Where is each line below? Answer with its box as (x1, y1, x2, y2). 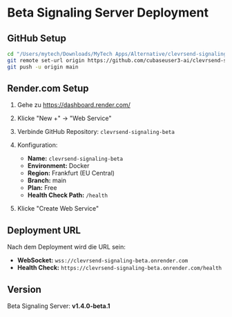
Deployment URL (7, 224, 81, 236)
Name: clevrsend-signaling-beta (27, 154, 123, 163)
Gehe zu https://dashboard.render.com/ (17, 101, 131, 109)
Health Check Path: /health (27, 191, 108, 200)
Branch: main (27, 176, 67, 184)
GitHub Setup (7, 32, 67, 44)
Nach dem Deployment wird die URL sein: (7, 243, 126, 251)
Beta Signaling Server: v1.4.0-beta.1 (7, 302, 110, 310)
